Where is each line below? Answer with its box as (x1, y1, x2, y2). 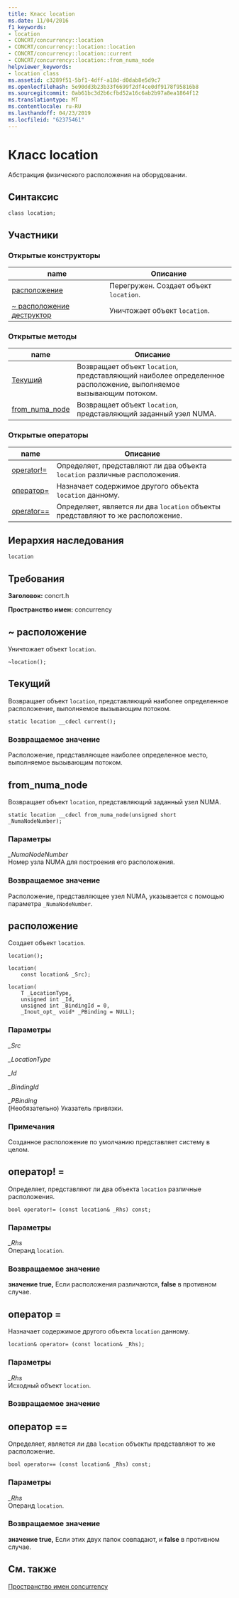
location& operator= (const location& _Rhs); (8, 1341, 145, 1348)
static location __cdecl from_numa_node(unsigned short (8, 811, 177, 819)
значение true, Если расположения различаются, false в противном (8, 1280, 217, 1289)
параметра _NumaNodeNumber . (8, 899, 93, 907)
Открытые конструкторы (8, 250, 101, 260)
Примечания (8, 1122, 55, 1131)
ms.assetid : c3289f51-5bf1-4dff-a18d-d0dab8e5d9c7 (8, 76, 161, 84)
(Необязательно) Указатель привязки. (8, 1104, 123, 1112)
